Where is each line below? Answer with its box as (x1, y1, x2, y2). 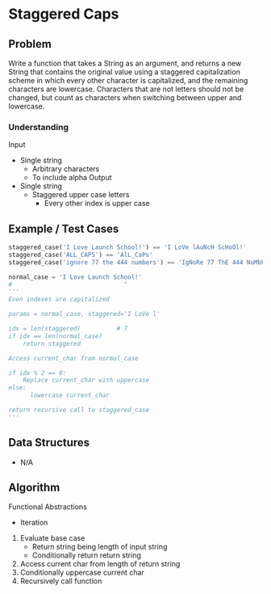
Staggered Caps (8, 5, 119, 23)
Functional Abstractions (8, 502, 87, 512)
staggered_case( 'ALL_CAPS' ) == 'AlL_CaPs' (8, 251, 153, 259)
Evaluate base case (19, 533, 85, 543)
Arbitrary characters (31, 164, 100, 174)
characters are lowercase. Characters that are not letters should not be (8, 84, 244, 94)
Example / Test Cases (8, 221, 119, 235)
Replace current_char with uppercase (23, 377, 150, 385)
